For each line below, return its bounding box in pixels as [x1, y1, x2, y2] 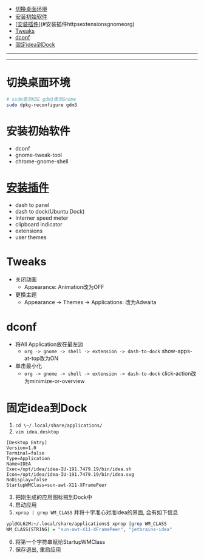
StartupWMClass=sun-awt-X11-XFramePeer [6, 482, 107, 489]
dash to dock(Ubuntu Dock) [15, 208, 85, 215]
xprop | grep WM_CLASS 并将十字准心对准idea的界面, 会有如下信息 [15, 509, 178, 516]
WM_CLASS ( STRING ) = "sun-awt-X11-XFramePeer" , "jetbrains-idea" [6, 527, 172, 533]
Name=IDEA [6, 461, 32, 467]
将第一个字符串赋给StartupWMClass [15, 538, 106, 546]
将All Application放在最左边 [15, 340, 84, 348]
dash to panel [15, 201, 50, 208]
